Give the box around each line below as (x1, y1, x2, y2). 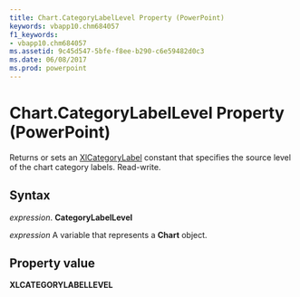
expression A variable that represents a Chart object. (9, 229, 208, 240)
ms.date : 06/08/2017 (9, 55, 88, 64)
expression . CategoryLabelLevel (9, 212, 133, 223)
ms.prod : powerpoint (9, 64, 88, 73)
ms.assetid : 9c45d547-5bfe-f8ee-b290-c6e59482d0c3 (9, 47, 205, 56)
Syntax (9, 187, 51, 204)
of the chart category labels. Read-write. (9, 161, 161, 172)
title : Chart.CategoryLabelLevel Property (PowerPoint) (9, 13, 225, 23)
